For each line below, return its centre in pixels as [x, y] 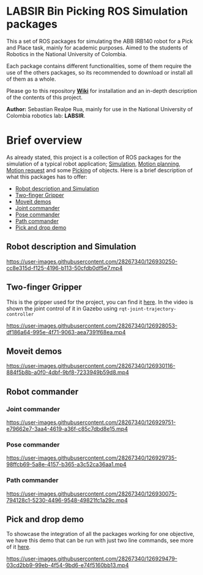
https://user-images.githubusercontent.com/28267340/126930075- [92, 494]
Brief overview [44, 140]
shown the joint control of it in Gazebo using [62, 308]
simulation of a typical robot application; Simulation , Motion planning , [94, 164]
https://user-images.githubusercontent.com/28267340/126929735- [92, 458]
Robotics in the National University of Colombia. [67, 54]
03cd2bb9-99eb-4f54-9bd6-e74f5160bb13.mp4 [68, 565]
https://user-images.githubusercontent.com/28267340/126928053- [92, 326]
